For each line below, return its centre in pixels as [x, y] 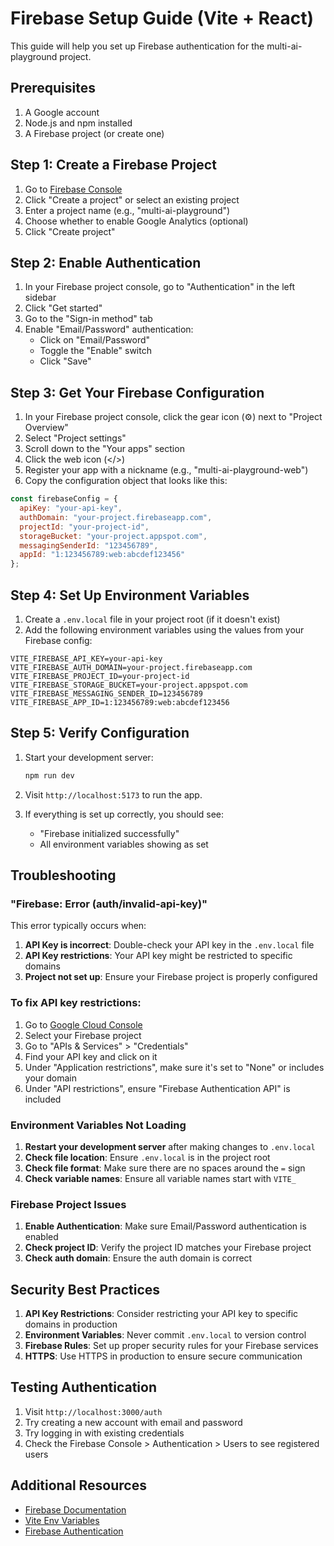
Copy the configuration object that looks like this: [126, 481]
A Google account [62, 112]
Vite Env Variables [62, 1520]
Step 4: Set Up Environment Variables [130, 595]
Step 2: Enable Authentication [106, 262]
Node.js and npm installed [78, 123]
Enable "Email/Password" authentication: [109, 329]
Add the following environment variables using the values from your [164, 630]
